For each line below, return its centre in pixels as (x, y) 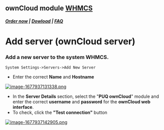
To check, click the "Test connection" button (60, 112)
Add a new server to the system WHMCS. (57, 57)
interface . (23, 107)
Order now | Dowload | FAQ (34, 21)
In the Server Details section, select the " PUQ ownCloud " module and (86, 96)
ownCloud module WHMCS (49, 8)
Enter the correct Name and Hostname (53, 77)
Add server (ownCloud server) (70, 42)
